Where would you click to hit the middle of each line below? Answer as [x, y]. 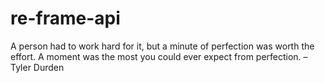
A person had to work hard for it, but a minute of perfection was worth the [162, 46]
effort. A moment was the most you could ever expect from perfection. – [159, 56]
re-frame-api [65, 18]
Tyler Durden [37, 67]
